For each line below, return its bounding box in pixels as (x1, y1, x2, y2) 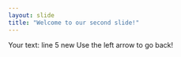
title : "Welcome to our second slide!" (8, 19, 140, 27)
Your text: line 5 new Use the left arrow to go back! (8, 40, 174, 49)
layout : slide (8, 11, 55, 20)
